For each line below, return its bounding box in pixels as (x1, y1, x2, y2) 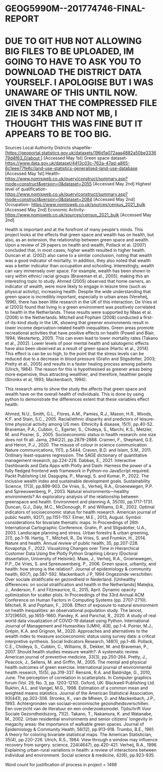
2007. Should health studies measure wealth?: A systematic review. (5, 649, 140, 655)
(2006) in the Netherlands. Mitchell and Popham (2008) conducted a (5, 314, 143, 320)
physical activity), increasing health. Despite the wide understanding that (5, 289, 151, 294)
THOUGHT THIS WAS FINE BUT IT (5, 118, 143, 129)
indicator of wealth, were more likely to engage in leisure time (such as (5, 283, 147, 290)
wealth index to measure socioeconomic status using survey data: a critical (5, 633, 156, 639)
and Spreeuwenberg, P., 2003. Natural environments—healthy (5, 489, 130, 495)
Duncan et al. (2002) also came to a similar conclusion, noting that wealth (5, 253, 152, 258)
